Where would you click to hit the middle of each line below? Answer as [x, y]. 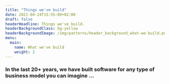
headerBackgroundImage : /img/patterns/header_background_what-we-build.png [87, 33]
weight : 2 [25, 52]
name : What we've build [39, 47]
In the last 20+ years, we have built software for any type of [80, 69]
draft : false [19, 19]
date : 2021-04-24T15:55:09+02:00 [40, 15]
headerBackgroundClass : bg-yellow [42, 29]
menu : [11, 38]
